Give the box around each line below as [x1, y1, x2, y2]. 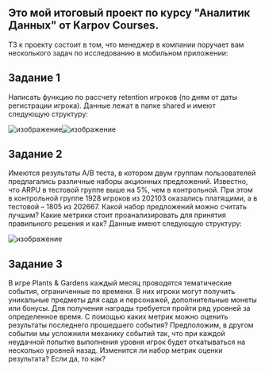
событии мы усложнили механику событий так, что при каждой [8, 329, 225, 338]
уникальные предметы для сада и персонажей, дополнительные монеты [8, 295, 258, 304]
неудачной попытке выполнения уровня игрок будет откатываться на [8, 337, 246, 347]
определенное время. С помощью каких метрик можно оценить [8, 312, 229, 322]
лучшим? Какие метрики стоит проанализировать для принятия [8, 210, 226, 220]
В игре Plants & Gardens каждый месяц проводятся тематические [8, 278, 232, 288]
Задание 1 [8, 71, 61, 85]
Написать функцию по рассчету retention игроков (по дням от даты [8, 92, 238, 101]
